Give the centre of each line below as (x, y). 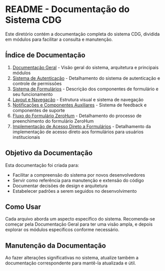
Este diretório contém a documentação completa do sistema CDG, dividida (82, 34)
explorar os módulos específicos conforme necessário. (62, 230)
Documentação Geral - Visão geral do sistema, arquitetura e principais (86, 67)
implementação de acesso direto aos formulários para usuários (78, 132)
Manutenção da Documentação (56, 246)
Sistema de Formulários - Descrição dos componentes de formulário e (85, 89)
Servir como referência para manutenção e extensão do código (78, 180)
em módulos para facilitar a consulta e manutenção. (59, 39)
